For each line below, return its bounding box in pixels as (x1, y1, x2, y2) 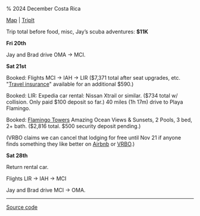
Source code (6, 204, 37, 211)
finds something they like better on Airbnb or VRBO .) (6, 140, 135, 148)
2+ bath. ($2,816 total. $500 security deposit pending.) (6, 123, 141, 130)
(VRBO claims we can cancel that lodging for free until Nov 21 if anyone (6, 134, 182, 141)
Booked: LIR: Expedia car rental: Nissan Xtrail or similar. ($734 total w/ (6, 92, 178, 99)
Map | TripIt (6, 17, 35, 23)
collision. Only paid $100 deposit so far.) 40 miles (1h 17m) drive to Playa (6, 98, 183, 105)
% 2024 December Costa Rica (6, 5, 81, 12)
